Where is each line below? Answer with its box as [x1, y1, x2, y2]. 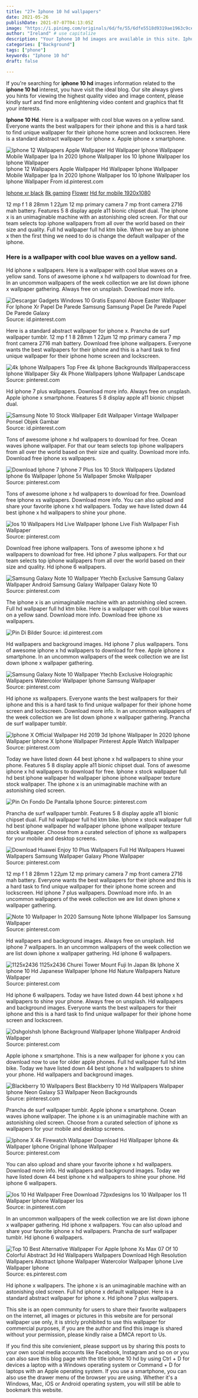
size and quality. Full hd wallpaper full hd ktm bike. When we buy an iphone [6, 226, 189, 233]
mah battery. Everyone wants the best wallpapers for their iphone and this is [6, 876, 192, 884]
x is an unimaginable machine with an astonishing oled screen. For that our [6, 213, 188, 220]
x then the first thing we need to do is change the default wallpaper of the [6, 232, 185, 239]
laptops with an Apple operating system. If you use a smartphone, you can [6, 1367, 187, 1374]
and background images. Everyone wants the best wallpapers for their [6, 1004, 177, 1011]
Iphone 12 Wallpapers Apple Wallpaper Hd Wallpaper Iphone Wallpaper [6, 165, 179, 172]
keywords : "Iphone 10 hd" [6, 53, 70, 59]
